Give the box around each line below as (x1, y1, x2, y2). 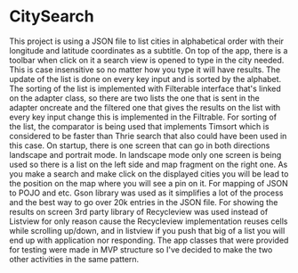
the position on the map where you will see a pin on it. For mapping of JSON (9, 178, 288, 188)
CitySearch (9, 6, 95, 27)
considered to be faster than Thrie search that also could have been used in (9, 130, 287, 141)
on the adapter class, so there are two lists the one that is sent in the (9, 92, 261, 103)
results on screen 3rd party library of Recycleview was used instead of (9, 206, 269, 217)
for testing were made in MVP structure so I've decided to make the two (9, 244, 273, 255)
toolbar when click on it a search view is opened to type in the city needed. (9, 54, 285, 65)
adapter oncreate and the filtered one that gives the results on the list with (9, 102, 281, 112)
